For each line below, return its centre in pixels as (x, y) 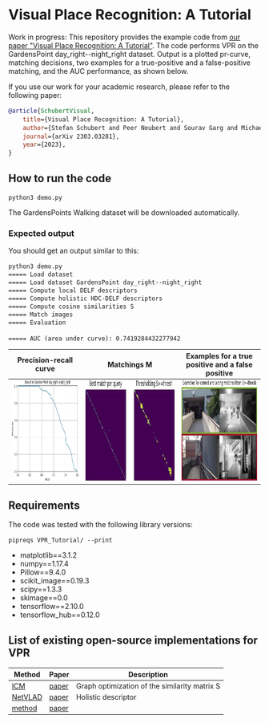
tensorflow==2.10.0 (52, 607)
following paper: (35, 95)
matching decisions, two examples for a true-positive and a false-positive (129, 63)
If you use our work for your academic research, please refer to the (119, 87)
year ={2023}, (44, 145)
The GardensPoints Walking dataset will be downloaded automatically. (124, 213)
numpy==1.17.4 (44, 564)
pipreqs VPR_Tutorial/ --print (60, 540)
